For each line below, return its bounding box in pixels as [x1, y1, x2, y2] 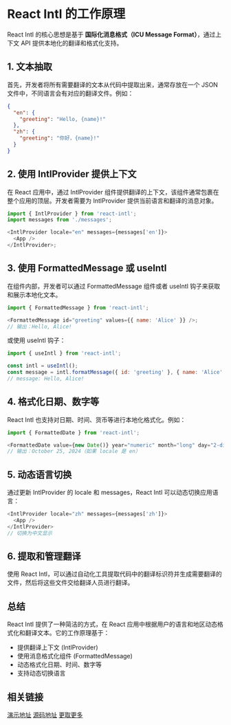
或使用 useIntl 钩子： [7, 336, 66, 344]
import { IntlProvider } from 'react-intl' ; [7, 210, 137, 217]
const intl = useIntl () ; [7, 362, 78, 370]
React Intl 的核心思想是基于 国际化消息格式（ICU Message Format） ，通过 [7, 30, 216, 38]
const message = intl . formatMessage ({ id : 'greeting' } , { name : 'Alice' [7, 369, 223, 376]
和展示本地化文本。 [7, 290, 62, 299]
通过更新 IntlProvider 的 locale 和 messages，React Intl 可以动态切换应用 [7, 489, 213, 497]
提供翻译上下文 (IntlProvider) [16, 643, 98, 651]
